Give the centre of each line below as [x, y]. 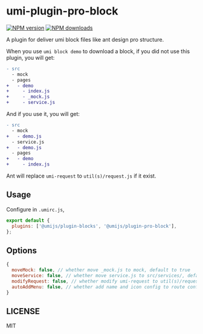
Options [22, 250]
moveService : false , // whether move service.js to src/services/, [98, 276]
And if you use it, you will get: [43, 114]
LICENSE [23, 311]
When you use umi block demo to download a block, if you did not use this [98, 51]
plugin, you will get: [31, 57]
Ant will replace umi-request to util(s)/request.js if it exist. [81, 176]
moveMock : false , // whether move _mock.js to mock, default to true [101, 270]
